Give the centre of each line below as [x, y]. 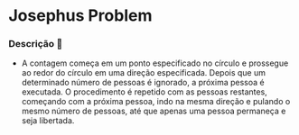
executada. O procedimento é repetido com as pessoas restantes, [144, 92]
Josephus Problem [80, 16]
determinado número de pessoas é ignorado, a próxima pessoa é [143, 83]
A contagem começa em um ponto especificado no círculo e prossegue [155, 63]
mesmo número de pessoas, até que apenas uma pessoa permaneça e [154, 111]
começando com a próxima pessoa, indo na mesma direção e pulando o [156, 102]
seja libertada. [48, 121]
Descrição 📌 [36, 44]
